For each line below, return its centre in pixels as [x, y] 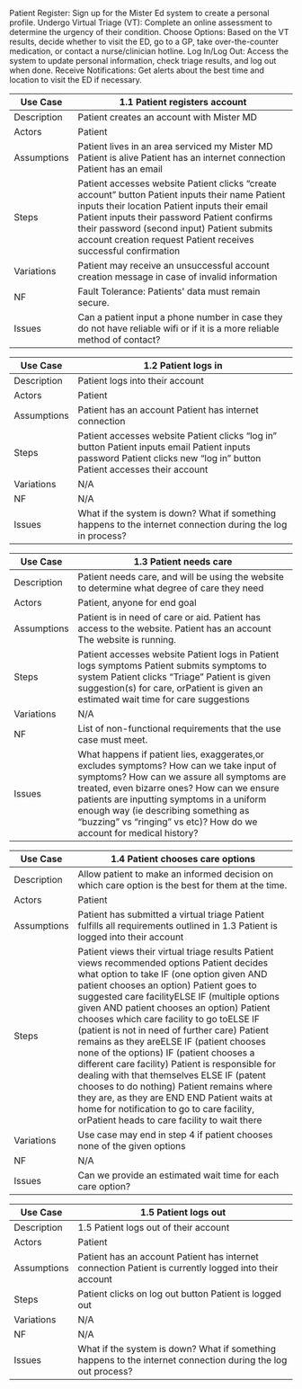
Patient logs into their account [141, 381]
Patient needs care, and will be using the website [181, 577]
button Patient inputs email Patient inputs [164, 447]
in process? [102, 536]
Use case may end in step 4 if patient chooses [175, 1135]
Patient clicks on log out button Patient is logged [179, 1294]
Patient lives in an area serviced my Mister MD [175, 146]
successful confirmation [129, 251]
